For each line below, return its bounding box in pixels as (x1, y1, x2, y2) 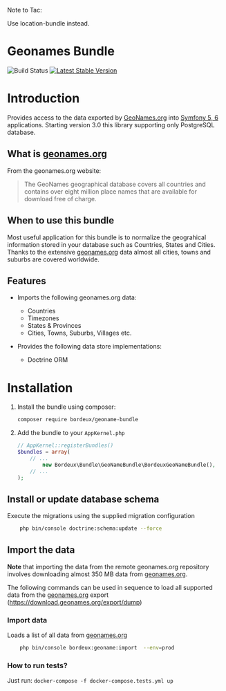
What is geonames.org (7, 148, 107, 160)
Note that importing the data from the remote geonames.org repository (7, 562, 209, 571)
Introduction (7, 91, 80, 107)
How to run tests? (7, 661, 68, 670)
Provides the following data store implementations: (17, 342, 162, 351)
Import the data (7, 544, 75, 556)
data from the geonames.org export (7, 591, 109, 599)
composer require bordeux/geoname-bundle (17, 416, 138, 423)
